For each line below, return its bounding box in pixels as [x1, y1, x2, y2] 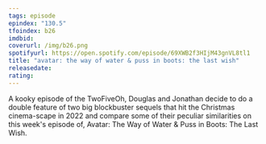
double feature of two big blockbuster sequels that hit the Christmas [8, 102, 235, 112]
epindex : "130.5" [8, 19, 67, 27]
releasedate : [8, 64, 52, 72]
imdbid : [8, 34, 35, 43]
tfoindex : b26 [8, 27, 56, 35]
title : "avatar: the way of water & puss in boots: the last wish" [8, 57, 240, 65]
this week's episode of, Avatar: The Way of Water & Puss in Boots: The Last [8, 119, 259, 129]
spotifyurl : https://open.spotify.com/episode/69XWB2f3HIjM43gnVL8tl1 [8, 49, 251, 57]
